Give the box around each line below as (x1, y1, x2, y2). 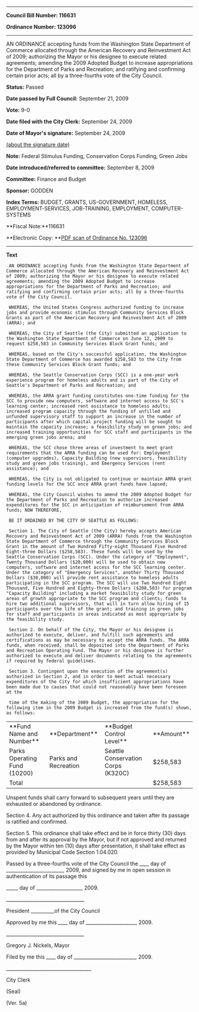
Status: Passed (6, 84, 44, 90)
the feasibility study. (6, 616, 65, 622)
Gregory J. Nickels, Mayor (6, 942, 70, 948)
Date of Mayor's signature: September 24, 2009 (6, 130, 126, 137)
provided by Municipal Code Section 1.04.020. (6, 849, 119, 856)
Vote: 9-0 (6, 106, 31, 114)
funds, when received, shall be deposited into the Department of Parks (6, 642, 190, 648)
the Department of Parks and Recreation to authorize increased (6, 497, 168, 503)
